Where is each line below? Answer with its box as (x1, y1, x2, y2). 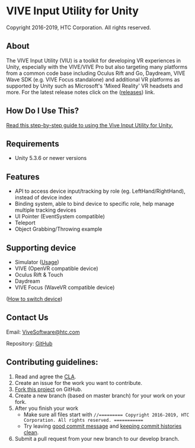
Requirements (6, 139, 59, 149)
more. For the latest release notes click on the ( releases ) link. (6, 88, 155, 96)
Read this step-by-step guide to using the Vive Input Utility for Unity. (6, 121, 173, 129)
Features (6, 171, 40, 182)
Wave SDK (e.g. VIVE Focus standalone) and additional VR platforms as (6, 76, 180, 83)
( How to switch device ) (6, 296, 63, 302)
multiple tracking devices (14, 206, 76, 214)
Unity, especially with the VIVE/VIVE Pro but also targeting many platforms (6, 63, 188, 70)
